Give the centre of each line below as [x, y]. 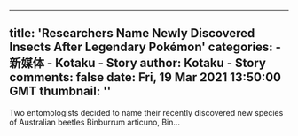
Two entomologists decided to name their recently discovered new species [146, 112]
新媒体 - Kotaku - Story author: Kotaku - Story [137, 63]
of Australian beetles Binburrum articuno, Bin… [94, 122]
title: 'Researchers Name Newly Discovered [132, 33]
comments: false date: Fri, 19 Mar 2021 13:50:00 [145, 77]
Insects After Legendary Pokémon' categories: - [145, 47]
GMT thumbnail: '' [60, 91]
